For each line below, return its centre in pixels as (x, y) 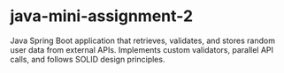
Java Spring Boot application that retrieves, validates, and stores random (142, 40)
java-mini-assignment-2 (102, 16)
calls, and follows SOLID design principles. (88, 59)
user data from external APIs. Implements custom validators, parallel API (142, 49)
